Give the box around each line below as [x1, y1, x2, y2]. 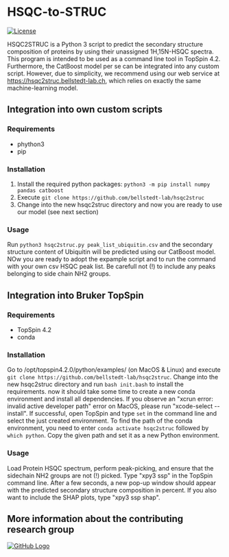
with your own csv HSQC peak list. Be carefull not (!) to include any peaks [7, 262, 216, 271]
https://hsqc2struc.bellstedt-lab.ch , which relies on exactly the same [7, 76, 202, 84]
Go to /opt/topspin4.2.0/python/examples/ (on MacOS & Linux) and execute [7, 366, 221, 374]
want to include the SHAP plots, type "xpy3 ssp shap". [7, 493, 160, 501]
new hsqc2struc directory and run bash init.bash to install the [7, 380, 184, 388]
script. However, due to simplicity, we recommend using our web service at [7, 69, 220, 78]
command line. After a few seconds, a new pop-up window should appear [7, 478, 216, 487]
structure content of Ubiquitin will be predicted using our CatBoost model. [7, 248, 216, 256]
